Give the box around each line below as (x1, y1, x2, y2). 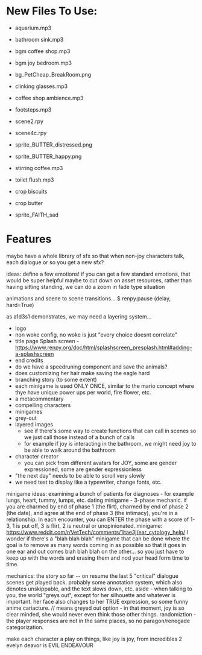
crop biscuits (14, 188, 48, 195)
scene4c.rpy (14, 129, 47, 136)
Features (6, 232, 52, 246)
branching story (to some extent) (14, 376, 98, 383)
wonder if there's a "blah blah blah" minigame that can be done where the (6, 535, 190, 542)
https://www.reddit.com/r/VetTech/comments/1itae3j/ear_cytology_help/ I (6, 528, 189, 536)
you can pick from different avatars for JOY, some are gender (24, 459, 177, 466)
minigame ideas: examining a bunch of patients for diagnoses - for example (6, 490, 194, 497)
